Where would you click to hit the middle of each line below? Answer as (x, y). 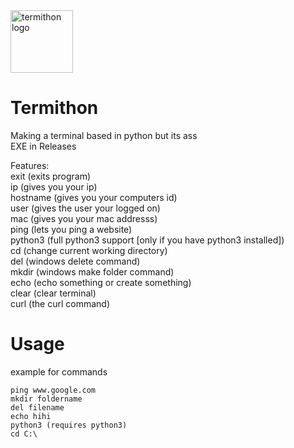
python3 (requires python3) (69, 425)
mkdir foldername (46, 399)
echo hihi (31, 416)
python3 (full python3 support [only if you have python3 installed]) (147, 240)
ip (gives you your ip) (54, 186)
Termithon (54, 108)
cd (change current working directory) (89, 250)
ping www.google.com (53, 390)
